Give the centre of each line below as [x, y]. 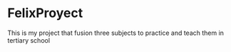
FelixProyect [45, 13]
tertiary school [29, 40]
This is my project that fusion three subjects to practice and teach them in [116, 33]
